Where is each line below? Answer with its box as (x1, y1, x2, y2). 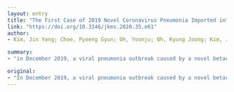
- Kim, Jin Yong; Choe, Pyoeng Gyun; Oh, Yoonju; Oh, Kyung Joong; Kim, (7, 36, 223, 43)
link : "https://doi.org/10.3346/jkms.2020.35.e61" (7, 23, 157, 30)
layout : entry (7, 10, 49, 17)
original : (7, 68, 36, 75)
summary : (7, 49, 33, 56)
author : (7, 29, 30, 37)
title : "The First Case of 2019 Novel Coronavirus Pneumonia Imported (7, 17, 217, 24)
